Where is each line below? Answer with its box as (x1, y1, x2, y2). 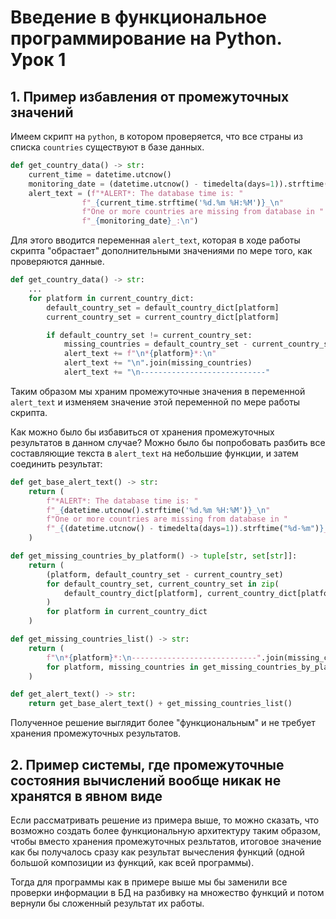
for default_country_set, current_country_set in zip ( (46, 579, 280, 589)
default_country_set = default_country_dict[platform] (46, 302, 280, 313)
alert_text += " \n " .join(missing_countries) (63, 358, 253, 368)
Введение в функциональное (10, 6, 267, 29)
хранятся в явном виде (10, 787, 163, 805)
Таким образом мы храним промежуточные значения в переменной (10, 385, 306, 397)
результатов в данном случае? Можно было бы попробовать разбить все (10, 436, 326, 448)
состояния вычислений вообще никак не (10, 772, 282, 789)
